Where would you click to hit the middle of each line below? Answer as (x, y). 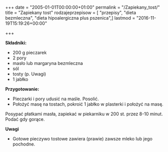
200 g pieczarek (30, 53)
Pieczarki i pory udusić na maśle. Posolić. (56, 99)
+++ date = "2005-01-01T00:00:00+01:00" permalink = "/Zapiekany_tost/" (83, 7)
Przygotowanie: (22, 89)
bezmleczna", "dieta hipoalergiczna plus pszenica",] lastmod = (70, 18)
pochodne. (24, 144)
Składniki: (16, 43)
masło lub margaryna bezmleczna (48, 63)
